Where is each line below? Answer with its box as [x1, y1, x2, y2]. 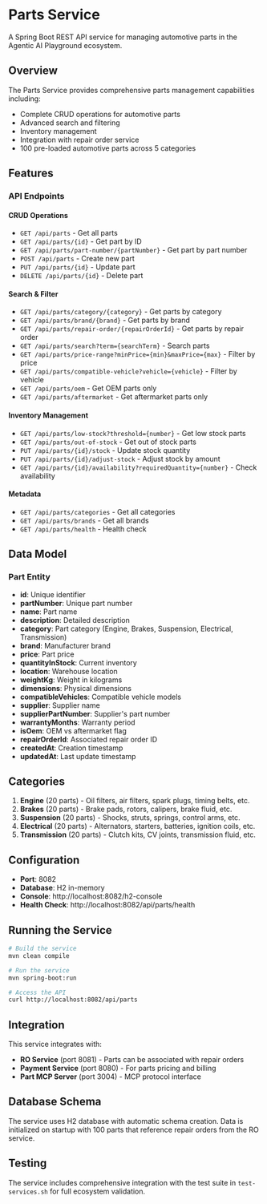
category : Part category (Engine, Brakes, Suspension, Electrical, [19, 624, 234, 633]
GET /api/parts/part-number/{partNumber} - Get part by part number [19, 245, 248, 255]
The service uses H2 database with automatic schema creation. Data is [8, 1116, 244, 1125]
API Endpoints [8, 191, 65, 202]
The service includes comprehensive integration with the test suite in [8, 1178, 237, 1187]
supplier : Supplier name [19, 700, 100, 710]
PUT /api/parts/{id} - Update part [19, 262, 136, 272]
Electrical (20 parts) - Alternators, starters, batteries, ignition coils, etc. [19, 822, 256, 831]
